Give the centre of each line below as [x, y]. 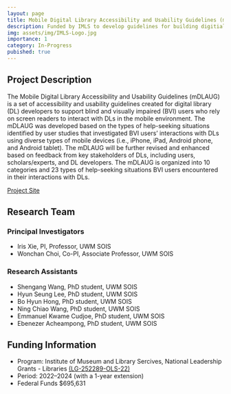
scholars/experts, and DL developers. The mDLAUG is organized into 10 [109, 162]
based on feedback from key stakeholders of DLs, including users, [101, 155]
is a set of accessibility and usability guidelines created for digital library [109, 103]
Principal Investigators [46, 231]
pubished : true [29, 52]
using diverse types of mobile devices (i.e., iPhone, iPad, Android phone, [110, 140]
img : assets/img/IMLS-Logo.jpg [52, 33]
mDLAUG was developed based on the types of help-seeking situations [108, 125]
